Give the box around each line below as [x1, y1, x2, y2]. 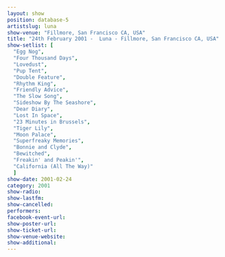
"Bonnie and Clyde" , [13, 144, 72, 151]
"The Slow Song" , [13, 93, 63, 100]
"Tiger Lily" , [13, 125, 54, 132]
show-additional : [7, 239, 57, 247]
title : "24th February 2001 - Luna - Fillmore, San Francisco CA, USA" [7, 36, 220, 42]
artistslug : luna [7, 23, 57, 29]
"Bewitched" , [13, 150, 51, 158]
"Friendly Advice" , [13, 86, 69, 93]
